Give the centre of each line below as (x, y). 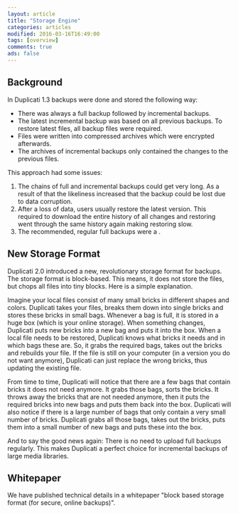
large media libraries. (38, 456)
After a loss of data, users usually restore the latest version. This (112, 209)
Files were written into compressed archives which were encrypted (116, 136)
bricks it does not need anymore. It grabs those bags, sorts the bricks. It (113, 389)
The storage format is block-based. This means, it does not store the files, (116, 279)
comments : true (30, 47)
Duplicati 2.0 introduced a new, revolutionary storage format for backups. (115, 271)
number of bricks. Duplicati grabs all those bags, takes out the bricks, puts (117, 419)
